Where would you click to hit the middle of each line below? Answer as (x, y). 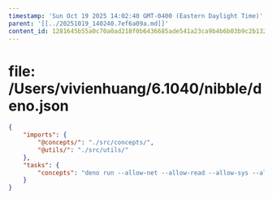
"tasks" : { (41, 165)
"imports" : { (45, 135)
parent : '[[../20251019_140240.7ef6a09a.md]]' (89, 24)
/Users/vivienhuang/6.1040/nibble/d (135, 88)
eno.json (39, 106)
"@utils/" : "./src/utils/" (83, 150)
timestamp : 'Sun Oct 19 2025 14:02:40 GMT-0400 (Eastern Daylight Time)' (136, 16)
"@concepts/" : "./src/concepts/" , (96, 143)
